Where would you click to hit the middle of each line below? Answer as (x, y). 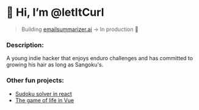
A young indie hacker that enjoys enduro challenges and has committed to (100, 58)
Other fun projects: (35, 80)
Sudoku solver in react (43, 94)
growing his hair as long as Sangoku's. (55, 65)
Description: (25, 45)
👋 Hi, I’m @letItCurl (55, 12)
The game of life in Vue (45, 100)
